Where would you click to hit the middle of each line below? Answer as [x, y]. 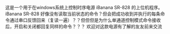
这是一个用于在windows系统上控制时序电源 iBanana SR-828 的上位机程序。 [84, 7]
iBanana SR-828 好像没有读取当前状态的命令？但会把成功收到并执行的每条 [83, 14]
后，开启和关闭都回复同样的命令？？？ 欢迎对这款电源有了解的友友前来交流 [84, 26]
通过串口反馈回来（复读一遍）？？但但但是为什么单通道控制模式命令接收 [85, 20]
